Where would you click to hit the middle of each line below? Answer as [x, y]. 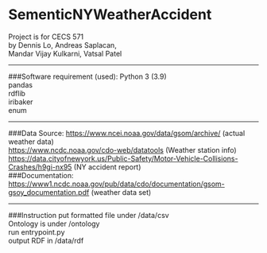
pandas [21, 84]
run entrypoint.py [37, 232]
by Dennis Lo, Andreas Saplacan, [62, 45]
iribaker [21, 102]
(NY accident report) [107, 167]
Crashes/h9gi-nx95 [40, 167]
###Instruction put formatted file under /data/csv [89, 215]
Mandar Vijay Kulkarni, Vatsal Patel [65, 53]
